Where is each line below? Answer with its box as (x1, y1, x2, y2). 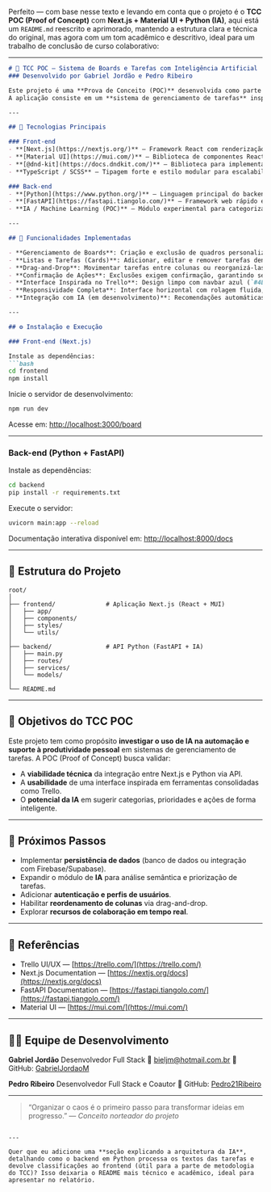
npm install (8, 375, 48, 383)
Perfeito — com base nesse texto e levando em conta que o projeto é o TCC (8, 7, 262, 16)
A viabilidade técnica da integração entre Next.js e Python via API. (19, 769, 244, 778)
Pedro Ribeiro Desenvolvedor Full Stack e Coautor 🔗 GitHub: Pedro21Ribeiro (8, 1079, 262, 1089)
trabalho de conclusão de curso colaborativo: (8, 41, 160, 51)
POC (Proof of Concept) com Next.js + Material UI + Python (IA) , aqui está (8, 15, 260, 25)
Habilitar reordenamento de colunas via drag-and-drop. (19, 899, 208, 908)
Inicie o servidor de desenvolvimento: (8, 390, 134, 399)
